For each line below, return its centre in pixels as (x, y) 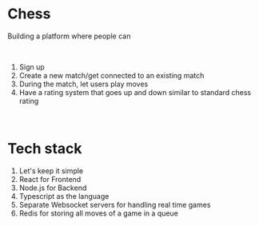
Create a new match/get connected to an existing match (112, 75)
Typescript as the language (64, 196)
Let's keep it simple (51, 170)
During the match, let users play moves (84, 84)
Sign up (32, 67)
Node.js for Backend (53, 188)
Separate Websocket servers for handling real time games (115, 204)
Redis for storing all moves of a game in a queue (99, 213)
